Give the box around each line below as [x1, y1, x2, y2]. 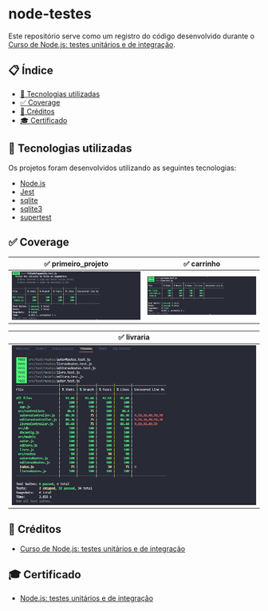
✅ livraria [118, 332, 150, 342]
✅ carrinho [183, 259, 221, 268]
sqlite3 [19, 204, 42, 213]
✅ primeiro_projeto [43, 259, 109, 268]
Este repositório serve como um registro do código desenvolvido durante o [8, 31, 255, 41]
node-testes [8, 5, 92, 23]
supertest [19, 212, 52, 222]
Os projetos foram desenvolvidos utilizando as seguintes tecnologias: [8, 163, 237, 173]
